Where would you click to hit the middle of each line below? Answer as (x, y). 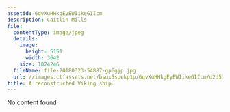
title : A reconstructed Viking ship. (61, 83)
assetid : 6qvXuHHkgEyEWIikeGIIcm (55, 13)
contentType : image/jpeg (49, 32)
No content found (32, 102)
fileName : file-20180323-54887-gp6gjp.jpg (75, 70)
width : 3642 (42, 58)
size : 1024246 (39, 64)
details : (26, 39)
